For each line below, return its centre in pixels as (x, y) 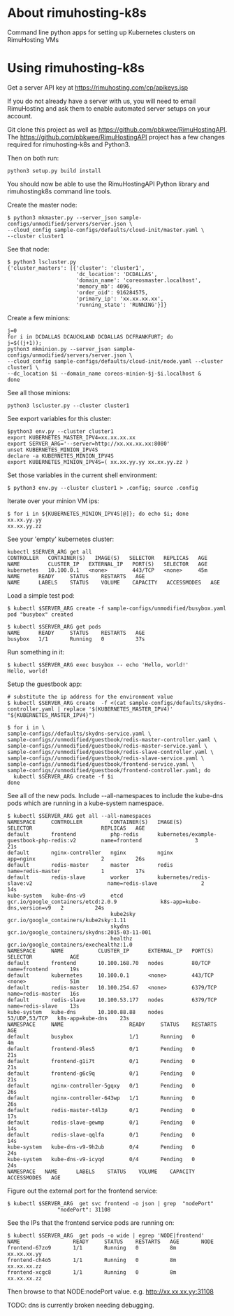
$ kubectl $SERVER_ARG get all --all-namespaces (79, 816)
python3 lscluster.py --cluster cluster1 (68, 405)
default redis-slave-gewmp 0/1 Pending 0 (101, 1123)
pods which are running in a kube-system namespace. (86, 803)
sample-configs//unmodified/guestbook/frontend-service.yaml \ (101, 764)
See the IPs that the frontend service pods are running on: (91, 1222)
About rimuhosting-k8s (77, 13)
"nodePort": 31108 (84, 1209)
